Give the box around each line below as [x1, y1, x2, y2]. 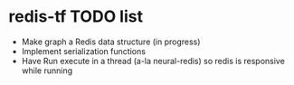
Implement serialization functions [21, 45, 147, 56]
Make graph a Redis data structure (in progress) [21, 36, 201, 47]
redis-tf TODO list [8, 6, 144, 27]
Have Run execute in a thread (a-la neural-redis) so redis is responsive [21, 55, 286, 66]
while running [21, 65, 73, 76]
